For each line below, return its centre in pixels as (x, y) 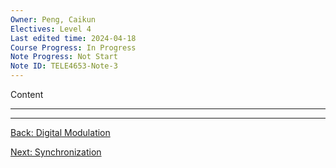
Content (27, 94)
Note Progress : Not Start (64, 57)
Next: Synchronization (56, 152)
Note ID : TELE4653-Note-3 (64, 66)
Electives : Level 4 (51, 29)
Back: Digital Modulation (60, 132)
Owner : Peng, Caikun (53, 19)
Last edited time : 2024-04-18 (73, 38)
